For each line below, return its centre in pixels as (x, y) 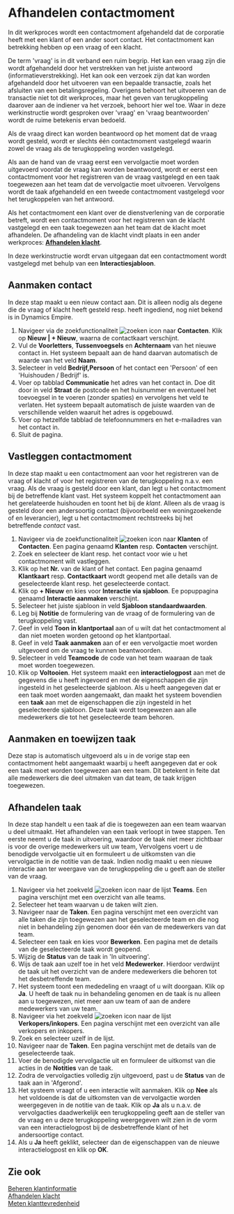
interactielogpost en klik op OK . (63, 1150)
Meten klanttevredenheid (44, 1203)
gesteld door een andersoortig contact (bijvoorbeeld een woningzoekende (115, 510)
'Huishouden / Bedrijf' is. (54, 375)
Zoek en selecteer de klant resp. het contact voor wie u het (103, 554)
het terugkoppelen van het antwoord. (61, 199)
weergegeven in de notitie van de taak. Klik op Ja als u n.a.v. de (109, 1105)
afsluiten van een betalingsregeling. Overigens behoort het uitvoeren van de (117, 90)
